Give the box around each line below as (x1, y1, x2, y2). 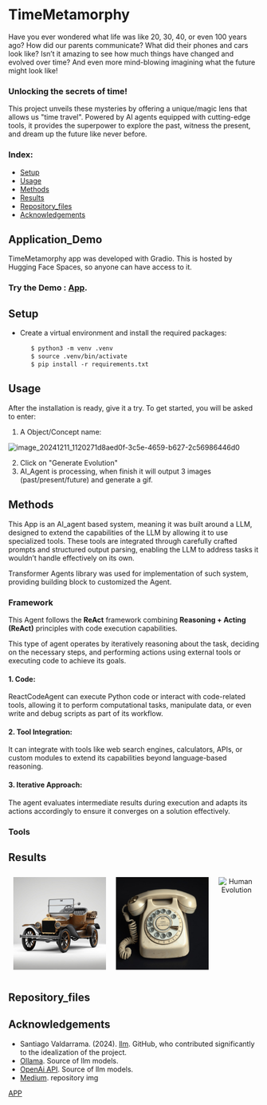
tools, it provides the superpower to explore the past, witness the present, (8, 121, 251, 131)
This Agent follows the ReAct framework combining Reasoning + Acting (8, 615, 246, 624)
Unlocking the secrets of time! (8, 85, 128, 96)
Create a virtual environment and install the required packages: (19, 328, 227, 338)
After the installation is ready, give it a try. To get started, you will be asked (8, 403, 253, 412)
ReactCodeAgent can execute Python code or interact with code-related (8, 692, 245, 702)
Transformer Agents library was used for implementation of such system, (8, 568, 249, 578)
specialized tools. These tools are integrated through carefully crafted (8, 536, 238, 545)
